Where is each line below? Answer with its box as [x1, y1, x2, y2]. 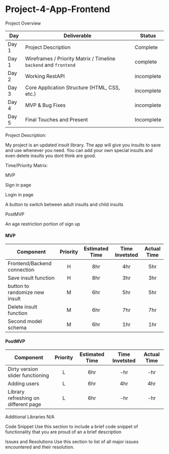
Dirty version [8, 366, 38, 373]
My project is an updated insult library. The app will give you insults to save [5, 142, 161, 148]
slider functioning [8, 372, 49, 379]
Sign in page [5, 182, 32, 188]
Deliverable [63, 32, 92, 39]
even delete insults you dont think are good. [5, 153, 97, 159]
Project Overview [5, 20, 41, 26]
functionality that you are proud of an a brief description [5, 429, 122, 435]
